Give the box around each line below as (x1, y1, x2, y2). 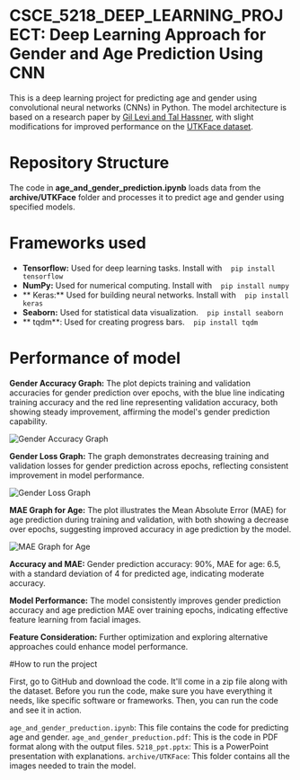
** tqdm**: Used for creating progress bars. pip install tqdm (22, 316, 259, 327)
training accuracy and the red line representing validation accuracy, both (9, 396, 278, 407)
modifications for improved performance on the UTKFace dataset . (9, 120, 253, 131)
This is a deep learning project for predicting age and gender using (9, 92, 258, 103)
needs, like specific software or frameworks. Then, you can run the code (9, 695, 278, 705)
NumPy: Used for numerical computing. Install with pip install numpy (22, 279, 290, 290)
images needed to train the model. (9, 760, 137, 771)
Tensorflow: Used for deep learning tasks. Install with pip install (22, 262, 276, 273)
